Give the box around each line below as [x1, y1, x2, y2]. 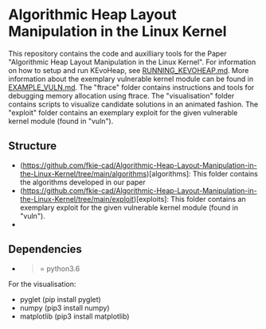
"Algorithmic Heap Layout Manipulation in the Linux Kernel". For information [8, 57, 256, 67]
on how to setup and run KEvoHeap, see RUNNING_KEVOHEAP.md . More [8, 65, 249, 75]
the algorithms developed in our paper [19, 177, 146, 187]
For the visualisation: [8, 279, 76, 288]
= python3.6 [39, 264, 80, 273]
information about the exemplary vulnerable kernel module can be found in [8, 74, 254, 83]
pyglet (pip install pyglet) [19, 294, 101, 304]
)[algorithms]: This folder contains [146, 168, 259, 178]
